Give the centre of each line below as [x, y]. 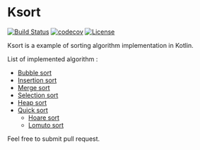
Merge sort [34, 87]
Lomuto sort [46, 125]
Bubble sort [34, 73]
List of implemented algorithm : [53, 59]
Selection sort [38, 95]
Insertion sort [37, 80]
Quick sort [33, 110]
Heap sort [32, 102]
